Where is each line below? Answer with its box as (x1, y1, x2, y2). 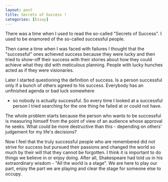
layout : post (5, 7, 33, 13)
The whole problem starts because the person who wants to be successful (5, 113, 161, 119)
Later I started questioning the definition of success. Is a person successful (5, 77, 162, 83)
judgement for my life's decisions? (5, 129, 77, 135)
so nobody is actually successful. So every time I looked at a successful (12, 98, 163, 104)
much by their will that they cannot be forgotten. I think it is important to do (5, 150, 161, 156)
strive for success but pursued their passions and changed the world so (5, 144, 155, 150)
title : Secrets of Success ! (5, 12, 67, 17)
